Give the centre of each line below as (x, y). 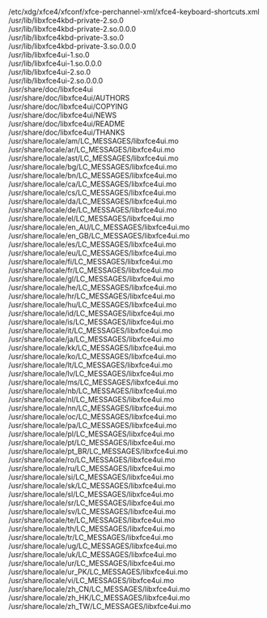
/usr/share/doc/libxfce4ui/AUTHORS (69, 98)
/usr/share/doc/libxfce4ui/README (67, 124)
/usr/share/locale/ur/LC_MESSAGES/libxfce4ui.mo (92, 563)
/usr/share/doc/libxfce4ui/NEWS (63, 115)
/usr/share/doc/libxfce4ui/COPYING (68, 106)
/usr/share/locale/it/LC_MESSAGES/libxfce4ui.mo (91, 330)
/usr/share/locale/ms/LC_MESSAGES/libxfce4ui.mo (93, 382)
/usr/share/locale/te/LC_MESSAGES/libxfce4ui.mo (92, 520)
